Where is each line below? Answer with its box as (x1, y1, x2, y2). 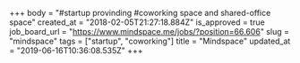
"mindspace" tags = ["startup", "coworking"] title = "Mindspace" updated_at (9, 35, 291, 46)
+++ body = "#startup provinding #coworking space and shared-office (9, 8, 271, 18)
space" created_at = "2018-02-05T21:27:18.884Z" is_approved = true (9, 17, 266, 28)
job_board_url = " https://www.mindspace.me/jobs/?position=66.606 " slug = (9, 27, 289, 36)
